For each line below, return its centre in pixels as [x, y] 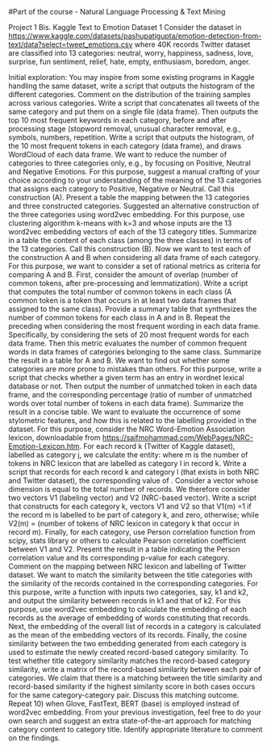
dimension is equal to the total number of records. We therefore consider [129, 489]
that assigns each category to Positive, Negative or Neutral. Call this [122, 189]
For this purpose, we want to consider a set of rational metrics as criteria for [135, 266]
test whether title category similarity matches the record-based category [129, 661]
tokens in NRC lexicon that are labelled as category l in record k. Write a [128, 463]
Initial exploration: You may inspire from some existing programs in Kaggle [131, 77]
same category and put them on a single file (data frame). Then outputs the [133, 111]
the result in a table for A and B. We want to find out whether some [119, 360]
